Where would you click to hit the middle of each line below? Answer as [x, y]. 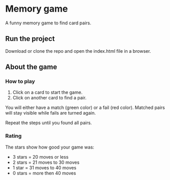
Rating [13, 136]
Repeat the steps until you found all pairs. [49, 123]
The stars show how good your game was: [50, 147]
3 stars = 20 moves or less [40, 157]
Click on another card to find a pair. [49, 98]
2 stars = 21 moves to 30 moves [46, 162]
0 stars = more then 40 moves [44, 173]
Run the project [30, 39]
